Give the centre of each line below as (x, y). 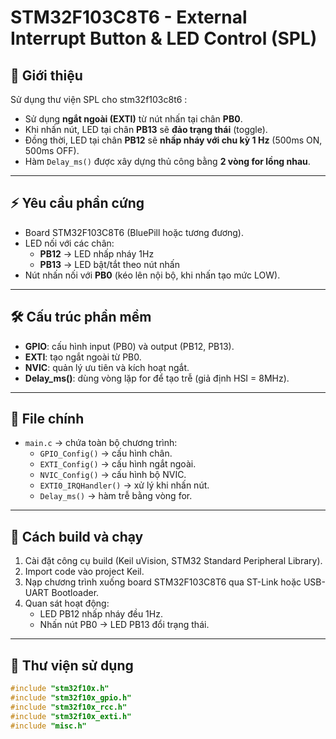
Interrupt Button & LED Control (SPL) (164, 38)
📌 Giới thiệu (46, 75)
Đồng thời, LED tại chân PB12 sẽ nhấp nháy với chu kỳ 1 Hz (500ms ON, (173, 140)
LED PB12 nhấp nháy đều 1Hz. (101, 614)
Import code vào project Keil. (84, 572)
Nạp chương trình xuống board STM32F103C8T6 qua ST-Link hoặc (163, 582)
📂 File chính (47, 419)
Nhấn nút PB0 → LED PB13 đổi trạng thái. (124, 625)
